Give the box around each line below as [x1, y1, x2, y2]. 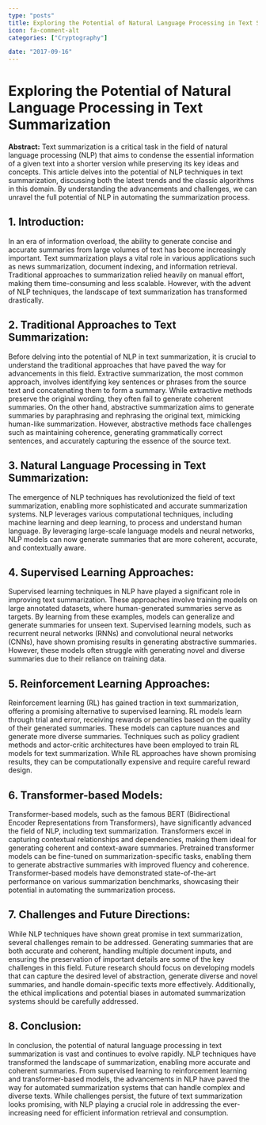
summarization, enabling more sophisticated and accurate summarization [8, 501, 248, 510]
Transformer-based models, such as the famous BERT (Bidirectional [8, 809, 230, 818]
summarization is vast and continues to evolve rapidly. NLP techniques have [8, 1049, 256, 1058]
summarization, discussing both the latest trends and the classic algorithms [8, 176, 255, 185]
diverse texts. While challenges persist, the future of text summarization [8, 1091, 243, 1100]
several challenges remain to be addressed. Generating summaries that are [8, 937, 253, 947]
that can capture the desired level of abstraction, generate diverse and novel [8, 971, 258, 981]
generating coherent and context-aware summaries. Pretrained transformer [8, 843, 255, 852]
